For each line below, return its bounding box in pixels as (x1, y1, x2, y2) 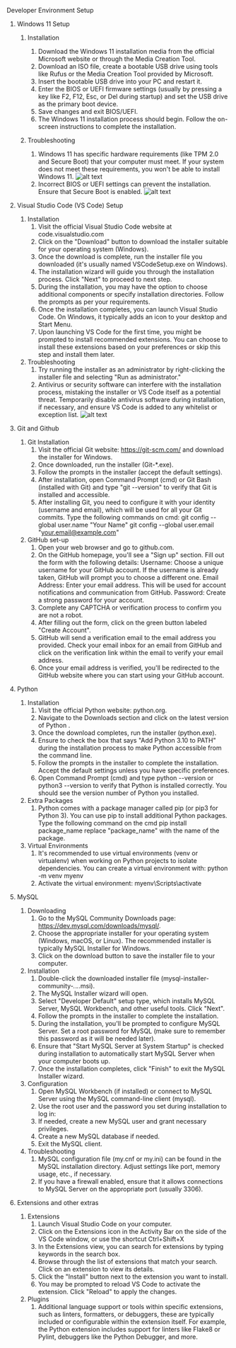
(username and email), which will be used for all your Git (37, 505, 202, 514)
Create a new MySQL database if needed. (37, 1132, 160, 1141)
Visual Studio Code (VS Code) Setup (16, 201, 124, 210)
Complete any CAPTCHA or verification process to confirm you (37, 603, 222, 612)
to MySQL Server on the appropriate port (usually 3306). (37, 1185, 203, 1193)
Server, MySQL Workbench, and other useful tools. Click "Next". (37, 1005, 225, 1012)
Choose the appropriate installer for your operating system (37, 929, 209, 937)
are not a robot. (37, 611, 83, 619)
